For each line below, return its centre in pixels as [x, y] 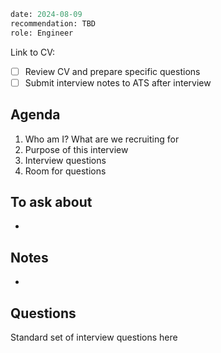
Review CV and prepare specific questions [112, 71]
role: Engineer [42, 33]
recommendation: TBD [53, 23]
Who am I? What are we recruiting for [102, 139]
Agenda [35, 115]
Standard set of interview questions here [94, 337]
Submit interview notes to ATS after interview [118, 82]
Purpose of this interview [76, 149]
